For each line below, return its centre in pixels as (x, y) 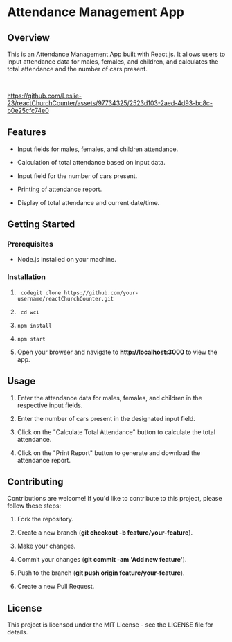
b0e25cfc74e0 (28, 110)
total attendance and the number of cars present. (77, 69)
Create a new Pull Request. (56, 587)
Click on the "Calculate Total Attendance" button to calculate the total (116, 432)
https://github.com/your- (101, 293)
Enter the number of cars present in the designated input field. (106, 418)
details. (18, 632)
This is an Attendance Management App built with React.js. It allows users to (116, 54)
